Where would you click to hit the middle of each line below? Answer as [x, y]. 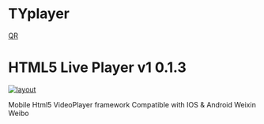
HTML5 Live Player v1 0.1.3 [98, 68]
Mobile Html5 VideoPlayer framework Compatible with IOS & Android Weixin [132, 104]
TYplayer [39, 14]
